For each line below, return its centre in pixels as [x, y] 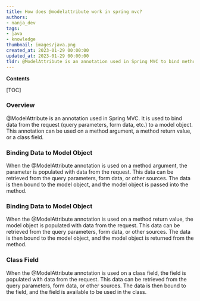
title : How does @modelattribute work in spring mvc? [74, 12]
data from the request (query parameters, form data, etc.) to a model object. [100, 124]
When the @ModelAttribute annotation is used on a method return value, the [100, 219]
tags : [13, 28]
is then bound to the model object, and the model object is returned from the [100, 238]
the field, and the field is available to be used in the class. [76, 291]
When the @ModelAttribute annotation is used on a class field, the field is [96, 273]
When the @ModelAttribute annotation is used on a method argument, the [97, 166]
